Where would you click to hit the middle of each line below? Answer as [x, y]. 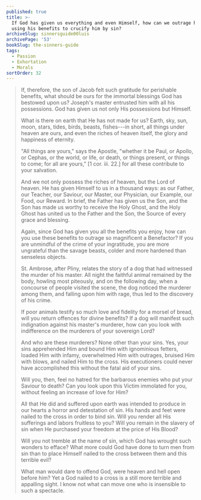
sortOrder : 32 [24, 73]
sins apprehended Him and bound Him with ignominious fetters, [99, 349]
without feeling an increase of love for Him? [74, 392]
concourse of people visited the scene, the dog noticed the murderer [106, 288]
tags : [13, 51]
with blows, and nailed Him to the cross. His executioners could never [107, 362]
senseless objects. [44, 257]
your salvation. [39, 170]
